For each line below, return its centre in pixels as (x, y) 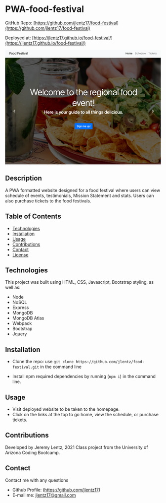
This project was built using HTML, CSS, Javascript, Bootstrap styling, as (80, 282)
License (20, 254)
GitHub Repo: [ (20, 23)
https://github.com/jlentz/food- (110, 362)
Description (23, 178)
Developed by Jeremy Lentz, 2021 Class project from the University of (77, 447)
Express (21, 308)
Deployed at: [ (20, 38)
